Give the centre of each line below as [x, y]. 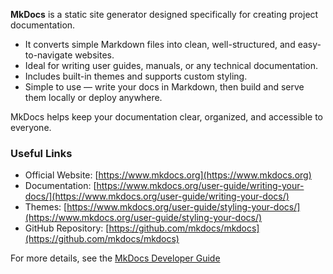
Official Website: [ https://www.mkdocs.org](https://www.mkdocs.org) [168, 175]
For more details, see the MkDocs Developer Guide [115, 258]
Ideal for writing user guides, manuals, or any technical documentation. [171, 65]
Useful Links [41, 153]
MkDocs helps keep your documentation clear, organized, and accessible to [167, 117]
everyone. [31, 127]
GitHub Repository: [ [67, 228]
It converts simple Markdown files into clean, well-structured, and [160, 44]
